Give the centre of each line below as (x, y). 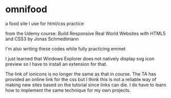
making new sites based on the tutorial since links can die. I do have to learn (86, 85)
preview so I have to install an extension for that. (56, 64)
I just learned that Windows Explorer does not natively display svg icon (80, 58)
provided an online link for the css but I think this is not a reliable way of (81, 79)
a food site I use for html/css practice (45, 23)
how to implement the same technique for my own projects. (68, 90)
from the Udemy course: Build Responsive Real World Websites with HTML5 (85, 33)
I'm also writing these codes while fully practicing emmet (66, 48)
